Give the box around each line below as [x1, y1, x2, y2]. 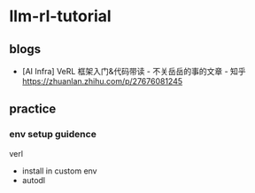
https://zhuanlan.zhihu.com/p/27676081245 [21, 76, 183, 86]
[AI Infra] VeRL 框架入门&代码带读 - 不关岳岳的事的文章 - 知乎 [21, 66, 246, 76]
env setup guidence [9, 128, 97, 141]
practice [9, 102, 57, 117]
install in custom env [21, 166, 97, 176]
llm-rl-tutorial [9, 6, 112, 27]
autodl [21, 174, 46, 185]
